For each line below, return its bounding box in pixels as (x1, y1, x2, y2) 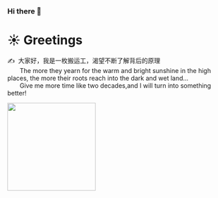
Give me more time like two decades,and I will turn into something (20, 81, 212, 90)
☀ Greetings (7, 32, 83, 48)
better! (7, 88, 27, 97)
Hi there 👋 (7, 6, 42, 16)
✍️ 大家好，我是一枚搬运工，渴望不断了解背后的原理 (7, 56, 161, 65)
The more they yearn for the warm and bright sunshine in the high (20, 66, 212, 74)
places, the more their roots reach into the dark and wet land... (7, 74, 189, 82)
